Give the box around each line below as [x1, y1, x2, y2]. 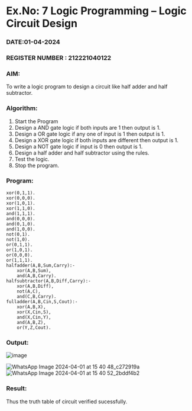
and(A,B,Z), [17, 319, 46, 325]
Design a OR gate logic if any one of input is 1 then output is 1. [14, 130, 165, 137]
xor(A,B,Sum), [17, 268, 51, 274]
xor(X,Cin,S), [17, 309, 51, 315]
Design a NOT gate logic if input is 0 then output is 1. [14, 143, 143, 150]
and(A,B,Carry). [17, 272, 57, 279]
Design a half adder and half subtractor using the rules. [14, 149, 149, 156]
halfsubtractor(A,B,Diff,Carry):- [6, 278, 92, 284]
